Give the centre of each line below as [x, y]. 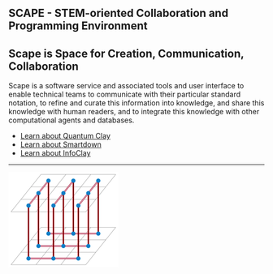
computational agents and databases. [71, 120]
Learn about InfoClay [55, 153]
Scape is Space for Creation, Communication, [126, 53]
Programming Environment [78, 26]
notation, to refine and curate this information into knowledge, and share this [136, 103]
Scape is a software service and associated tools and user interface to [126, 86]
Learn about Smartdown [61, 144]
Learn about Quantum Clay [65, 136]
